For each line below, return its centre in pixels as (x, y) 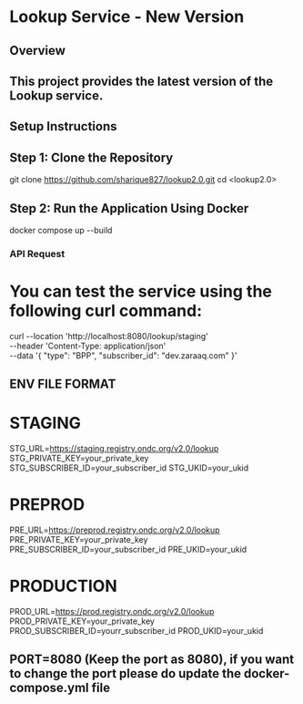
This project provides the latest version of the (141, 81)
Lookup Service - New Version (127, 17)
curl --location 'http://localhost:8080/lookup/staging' (109, 336)
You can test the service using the (141, 291)
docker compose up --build (61, 230)
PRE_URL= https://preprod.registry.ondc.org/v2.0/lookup (115, 530)
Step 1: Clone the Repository (91, 157)
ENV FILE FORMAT (63, 384)
